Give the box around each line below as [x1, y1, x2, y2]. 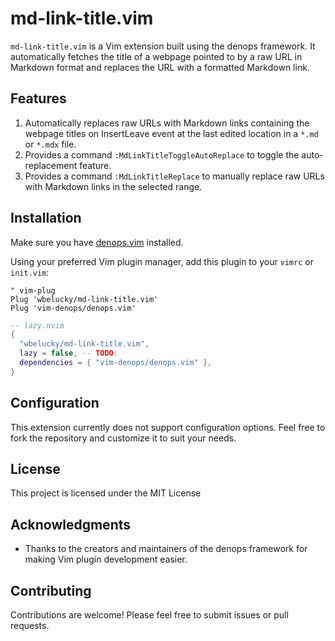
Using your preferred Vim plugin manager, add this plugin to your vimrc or [10, 255, 315, 267]
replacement [24, 159, 78, 171]
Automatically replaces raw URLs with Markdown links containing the [24, 117, 310, 129]
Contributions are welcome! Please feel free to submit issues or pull [10, 609, 289, 621]
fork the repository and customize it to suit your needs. [10, 432, 237, 444]
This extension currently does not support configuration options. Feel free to [10, 421, 326, 433]
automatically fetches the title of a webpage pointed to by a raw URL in [10, 50, 303, 62]
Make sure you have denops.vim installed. [10, 236, 184, 248]
